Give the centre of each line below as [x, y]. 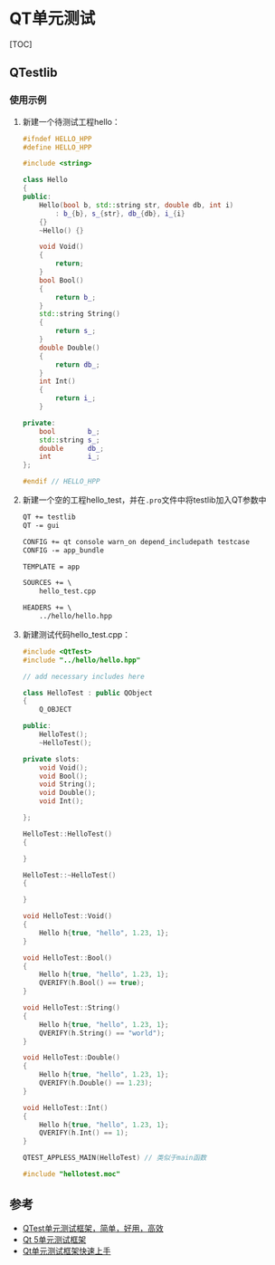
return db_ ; [78, 364]
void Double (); [68, 793]
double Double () [70, 348]
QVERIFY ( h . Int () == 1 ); [84, 1133]
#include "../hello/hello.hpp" [81, 660]
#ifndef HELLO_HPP [57, 139]
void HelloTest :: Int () [65, 1107]
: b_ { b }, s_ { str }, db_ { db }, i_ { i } [120, 214]
